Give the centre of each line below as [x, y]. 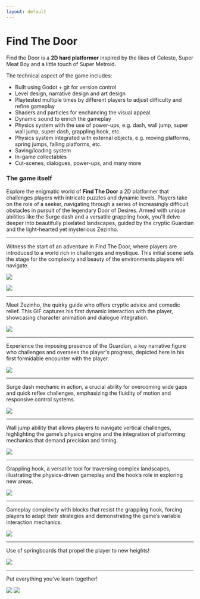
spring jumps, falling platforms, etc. [58, 144]
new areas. [20, 481]
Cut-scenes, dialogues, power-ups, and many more [78, 163]
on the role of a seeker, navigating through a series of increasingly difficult [97, 204]
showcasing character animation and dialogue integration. [77, 317]
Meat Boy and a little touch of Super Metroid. [61, 64]
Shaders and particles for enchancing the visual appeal [82, 112]
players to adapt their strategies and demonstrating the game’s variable [93, 516]
